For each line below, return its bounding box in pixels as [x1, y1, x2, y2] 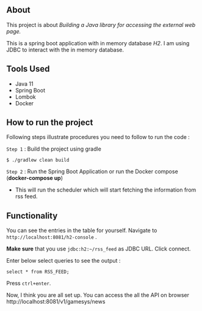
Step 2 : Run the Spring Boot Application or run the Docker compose [6, 168, 178, 175]
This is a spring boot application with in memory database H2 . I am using [6, 39, 190, 47]
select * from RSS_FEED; [6, 269, 70, 275]
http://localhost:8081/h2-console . [6, 233, 98, 241]
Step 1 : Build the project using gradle [6, 145, 102, 152]
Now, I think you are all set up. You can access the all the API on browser [6, 291, 190, 299]
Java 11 [15, 80, 34, 88]
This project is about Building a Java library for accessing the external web [6, 21, 196, 28]
